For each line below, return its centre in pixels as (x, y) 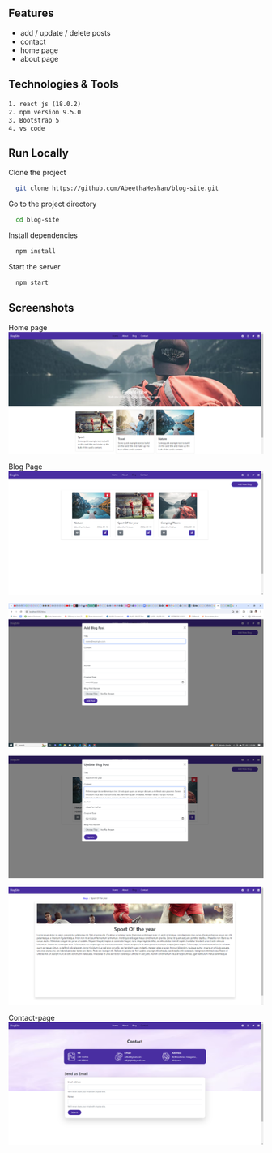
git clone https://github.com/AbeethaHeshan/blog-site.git (117, 189)
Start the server (34, 267)
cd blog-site (38, 220)
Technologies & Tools (64, 84)
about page (39, 58)
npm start (32, 283)
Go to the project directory (53, 204)
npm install (36, 252)
